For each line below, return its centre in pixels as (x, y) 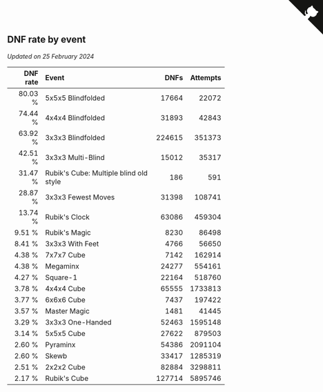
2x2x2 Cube (65, 367)
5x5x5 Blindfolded (75, 98)
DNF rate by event (47, 40)
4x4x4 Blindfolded (75, 117)
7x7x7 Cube (65, 255)
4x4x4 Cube (65, 288)
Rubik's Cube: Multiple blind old (96, 173)
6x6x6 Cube (65, 300)
